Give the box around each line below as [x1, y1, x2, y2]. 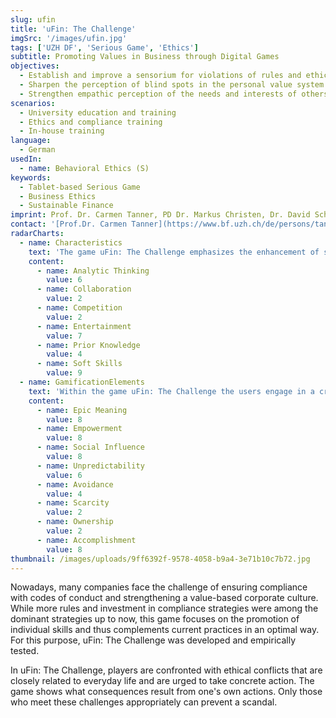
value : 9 [46, 368, 83, 378]
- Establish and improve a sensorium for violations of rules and [19, 71, 302, 81]
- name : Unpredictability [36, 461, 145, 471]
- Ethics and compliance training [19, 117, 163, 127]
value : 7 [46, 331, 83, 341]
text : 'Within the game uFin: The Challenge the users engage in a [28, 386, 315, 396]
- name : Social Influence [36, 442, 145, 453]
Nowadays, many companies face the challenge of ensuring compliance [10, 581, 308, 593]
